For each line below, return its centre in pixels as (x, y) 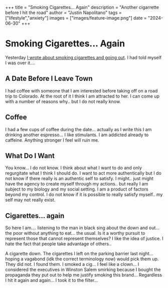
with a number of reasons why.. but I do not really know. (63, 101)
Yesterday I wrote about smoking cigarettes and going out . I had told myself (83, 57)
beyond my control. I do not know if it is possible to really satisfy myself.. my (84, 195)
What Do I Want (30, 156)
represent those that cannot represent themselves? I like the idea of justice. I (84, 239)
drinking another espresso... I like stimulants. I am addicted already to (77, 135)
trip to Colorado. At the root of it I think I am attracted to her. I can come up (82, 96)
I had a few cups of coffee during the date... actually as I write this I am (78, 129)
